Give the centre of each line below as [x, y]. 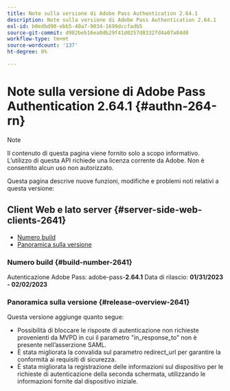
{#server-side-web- [158, 210]
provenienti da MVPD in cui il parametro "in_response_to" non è [107, 337]
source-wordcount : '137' [43, 45]
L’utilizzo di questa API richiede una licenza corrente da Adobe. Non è [106, 160]
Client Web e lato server [59, 210]
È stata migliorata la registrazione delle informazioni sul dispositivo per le [120, 367]
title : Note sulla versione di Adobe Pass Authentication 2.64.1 [102, 13]
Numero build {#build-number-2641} [70, 262]
